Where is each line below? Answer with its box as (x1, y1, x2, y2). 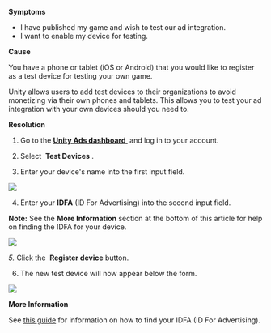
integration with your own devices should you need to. (8, 105, 190, 113)
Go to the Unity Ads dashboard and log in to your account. (19, 135, 219, 145)
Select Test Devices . (19, 152, 95, 160)
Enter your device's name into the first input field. (19, 167, 185, 177)
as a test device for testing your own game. (8, 71, 153, 80)
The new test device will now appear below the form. (19, 269, 197, 278)
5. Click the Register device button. (8, 253, 129, 263)
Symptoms (8, 7, 46, 16)
